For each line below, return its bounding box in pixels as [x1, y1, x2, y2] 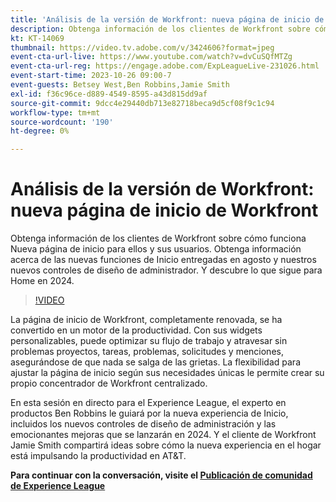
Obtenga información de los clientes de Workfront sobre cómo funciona [10, 232, 307, 245]
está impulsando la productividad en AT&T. [10, 450, 187, 462]
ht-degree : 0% [10, 126, 70, 136]
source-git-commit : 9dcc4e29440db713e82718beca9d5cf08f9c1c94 [10, 98, 275, 108]
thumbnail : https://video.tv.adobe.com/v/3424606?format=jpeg [10, 42, 275, 53]
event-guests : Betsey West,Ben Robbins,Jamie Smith [10, 80, 230, 90]
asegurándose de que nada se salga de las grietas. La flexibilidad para [10, 356, 302, 368]
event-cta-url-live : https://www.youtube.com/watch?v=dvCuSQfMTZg [10, 52, 293, 62]
